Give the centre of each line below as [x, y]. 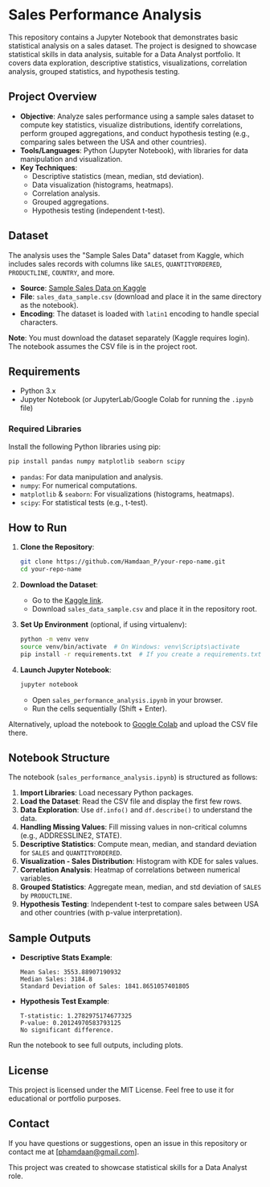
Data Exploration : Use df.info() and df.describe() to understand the [136, 810]
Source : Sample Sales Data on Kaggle [83, 288]
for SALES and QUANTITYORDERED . [71, 853]
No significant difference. [67, 1030]
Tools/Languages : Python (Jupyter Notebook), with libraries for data [134, 150]
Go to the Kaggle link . [67, 600]
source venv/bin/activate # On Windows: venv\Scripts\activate [130, 646]
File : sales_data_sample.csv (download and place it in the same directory [141, 297]
